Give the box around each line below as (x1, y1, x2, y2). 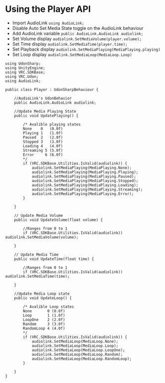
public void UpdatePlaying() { (14, 113, 79, 118)
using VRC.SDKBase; (5, 69, 46, 75)
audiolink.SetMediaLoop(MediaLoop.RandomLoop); (31, 356, 132, 361)
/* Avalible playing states (23, 122, 81, 127)
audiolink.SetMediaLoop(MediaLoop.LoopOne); (31, 347, 125, 353)
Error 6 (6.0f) (23, 152, 63, 157)
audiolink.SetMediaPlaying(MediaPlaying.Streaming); (31, 187, 143, 192)
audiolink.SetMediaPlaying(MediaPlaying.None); (31, 165, 132, 170)
